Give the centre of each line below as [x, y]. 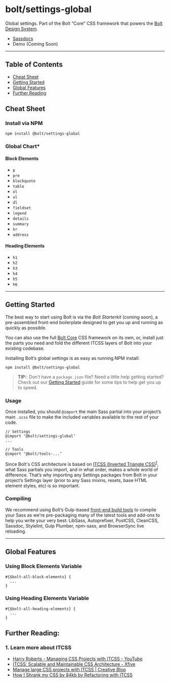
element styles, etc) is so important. [42, 486]
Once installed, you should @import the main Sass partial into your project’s [83, 412]
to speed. [28, 387]
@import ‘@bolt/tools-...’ [34, 454]
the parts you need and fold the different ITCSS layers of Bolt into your [79, 343]
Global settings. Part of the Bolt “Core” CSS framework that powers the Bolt [84, 23]
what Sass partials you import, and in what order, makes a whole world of [82, 469]
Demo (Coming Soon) [35, 44]
